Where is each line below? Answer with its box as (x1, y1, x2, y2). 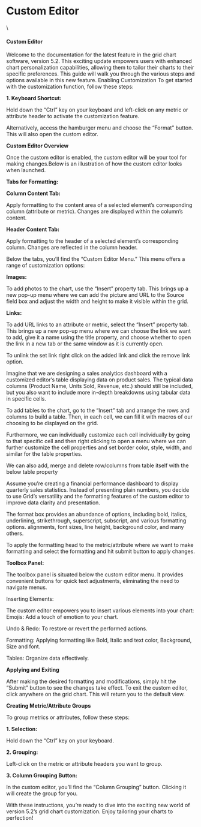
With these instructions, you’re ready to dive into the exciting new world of (6, 802, 190, 809)
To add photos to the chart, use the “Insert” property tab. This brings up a (6, 285, 189, 292)
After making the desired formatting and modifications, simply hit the (6, 678, 176, 685)
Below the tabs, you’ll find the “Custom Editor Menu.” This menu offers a (6, 255, 185, 263)
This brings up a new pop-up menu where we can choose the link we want (6, 327, 191, 335)
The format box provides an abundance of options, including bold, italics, (6, 511, 187, 518)
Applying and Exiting (6, 666, 60, 673)
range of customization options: (6, 262, 85, 269)
